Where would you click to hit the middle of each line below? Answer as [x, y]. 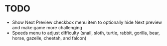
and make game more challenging [47, 27]
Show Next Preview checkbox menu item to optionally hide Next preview [87, 22]
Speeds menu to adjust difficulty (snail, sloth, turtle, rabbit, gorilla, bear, [86, 33]
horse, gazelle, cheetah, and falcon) [49, 38]
